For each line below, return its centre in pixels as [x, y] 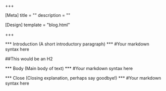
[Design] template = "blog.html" [38, 25]
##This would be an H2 [29, 59]
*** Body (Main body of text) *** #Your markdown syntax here [69, 68]
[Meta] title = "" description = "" [38, 15]
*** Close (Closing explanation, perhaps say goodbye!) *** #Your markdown [83, 78]
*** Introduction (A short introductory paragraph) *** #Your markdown [77, 44]
